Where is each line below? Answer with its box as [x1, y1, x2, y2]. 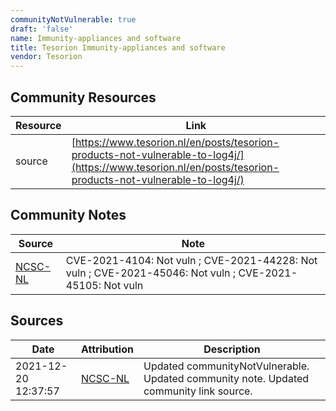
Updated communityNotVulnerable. [143, 359, 310, 373]
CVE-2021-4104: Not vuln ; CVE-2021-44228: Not [65, 253, 318, 267]
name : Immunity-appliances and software [10, 33, 182, 43]
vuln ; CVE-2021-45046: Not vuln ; [65, 266, 237, 280]
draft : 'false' [10, 24, 74, 34]
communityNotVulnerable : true [10, 14, 137, 25]
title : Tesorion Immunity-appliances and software [10, 42, 226, 53]
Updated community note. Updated [143, 371, 310, 385]
